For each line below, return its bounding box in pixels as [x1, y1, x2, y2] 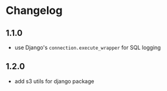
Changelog [5, 4, 63, 18]
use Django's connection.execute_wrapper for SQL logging [14, 44, 161, 51]
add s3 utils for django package [14, 77, 94, 85]
